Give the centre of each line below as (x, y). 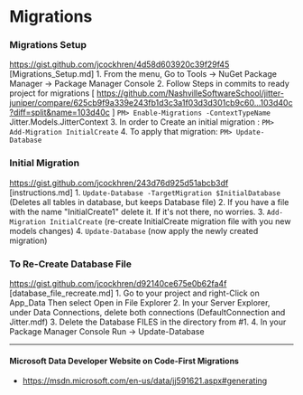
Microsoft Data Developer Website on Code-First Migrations (124, 361)
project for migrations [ (52, 93)
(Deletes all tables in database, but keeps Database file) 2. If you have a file (149, 202)
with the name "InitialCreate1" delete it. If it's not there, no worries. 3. (137, 212)
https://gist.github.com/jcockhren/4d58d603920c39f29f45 (119, 64)
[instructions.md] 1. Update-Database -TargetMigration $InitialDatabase (145, 193)
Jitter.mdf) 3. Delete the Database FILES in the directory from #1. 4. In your (148, 322)
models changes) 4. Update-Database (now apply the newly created (134, 230)
